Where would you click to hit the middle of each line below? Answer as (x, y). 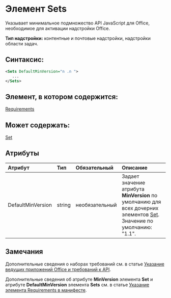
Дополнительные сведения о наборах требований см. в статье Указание (85, 264)
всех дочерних (140, 208)
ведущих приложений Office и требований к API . (58, 269)
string (64, 205)
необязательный (96, 205)
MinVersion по (140, 195)
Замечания (24, 252)
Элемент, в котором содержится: (62, 97)
